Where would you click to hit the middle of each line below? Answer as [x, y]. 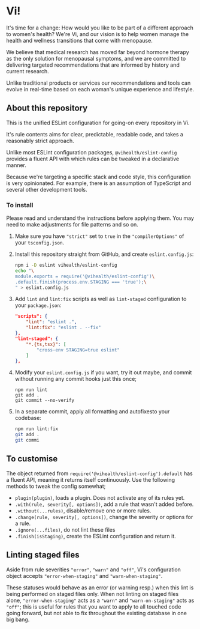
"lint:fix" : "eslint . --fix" [63, 328]
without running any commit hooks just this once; [75, 379]
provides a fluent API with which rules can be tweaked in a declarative [93, 159]
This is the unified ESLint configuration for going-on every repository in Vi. [98, 123]
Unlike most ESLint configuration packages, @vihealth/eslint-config [92, 152]
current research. [28, 71]
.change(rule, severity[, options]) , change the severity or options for [104, 517]
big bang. [18, 619]
